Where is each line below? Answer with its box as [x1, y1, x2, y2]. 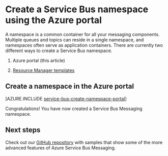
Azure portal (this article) [12, 57, 65, 63]
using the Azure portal [5, 14, 102, 26]
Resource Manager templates [12, 67, 75, 73]
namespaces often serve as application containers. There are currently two [5, 42, 163, 48]
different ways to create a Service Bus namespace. [5, 47, 113, 54]
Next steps [5, 126, 41, 135]
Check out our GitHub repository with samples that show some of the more [5, 139, 163, 145]
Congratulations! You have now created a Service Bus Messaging [5, 106, 143, 112]
